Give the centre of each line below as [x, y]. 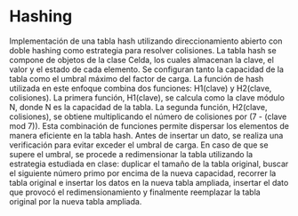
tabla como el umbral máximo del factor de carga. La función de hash [137, 78]
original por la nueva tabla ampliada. [76, 201]
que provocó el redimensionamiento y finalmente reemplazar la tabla [135, 192]
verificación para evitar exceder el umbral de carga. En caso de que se [139, 145]
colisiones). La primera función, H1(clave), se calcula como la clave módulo [147, 97]
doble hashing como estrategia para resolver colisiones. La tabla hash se [143, 50]
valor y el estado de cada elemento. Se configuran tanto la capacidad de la [147, 69]
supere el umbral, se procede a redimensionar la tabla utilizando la [131, 154]
